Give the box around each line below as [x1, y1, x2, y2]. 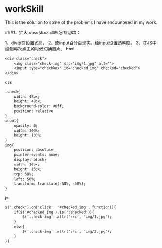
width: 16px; [14, 162, 40, 167]
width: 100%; [14, 128, 40, 133]
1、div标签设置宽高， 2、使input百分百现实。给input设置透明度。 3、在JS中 [5, 40, 157, 46]
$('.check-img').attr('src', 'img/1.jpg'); [22, 215, 112, 219]
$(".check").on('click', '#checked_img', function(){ [5, 205, 117, 210]
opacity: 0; [14, 123, 38, 128]
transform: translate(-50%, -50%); [14, 181, 86, 186]
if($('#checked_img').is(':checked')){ [14, 210, 95, 215]
